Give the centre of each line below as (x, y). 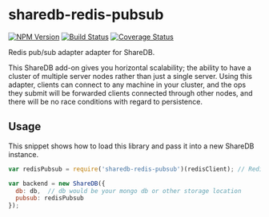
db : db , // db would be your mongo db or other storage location (128, 191)
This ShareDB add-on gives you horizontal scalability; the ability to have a (130, 67)
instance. (24, 154)
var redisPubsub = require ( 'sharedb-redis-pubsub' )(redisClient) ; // (127, 169)
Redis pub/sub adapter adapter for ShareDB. (82, 52)
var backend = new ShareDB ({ (57, 183)
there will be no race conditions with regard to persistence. (105, 101)
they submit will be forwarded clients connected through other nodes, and (131, 93)
